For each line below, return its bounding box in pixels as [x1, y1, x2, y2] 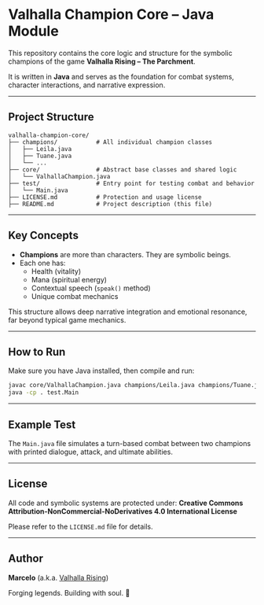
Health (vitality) [31, 266, 82, 276]
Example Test [8, 418, 76, 431]
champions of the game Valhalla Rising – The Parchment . [8, 57, 196, 66]
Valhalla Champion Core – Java [8, 6, 214, 24]
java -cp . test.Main [8, 389, 79, 397]
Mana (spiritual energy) [31, 275, 108, 284]
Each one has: [19, 258, 66, 267]
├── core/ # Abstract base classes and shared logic [8, 165, 237, 174]
